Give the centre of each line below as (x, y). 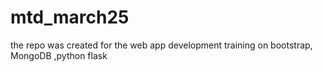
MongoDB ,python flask (59, 55)
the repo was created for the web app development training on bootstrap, (161, 45)
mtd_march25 (70, 17)
